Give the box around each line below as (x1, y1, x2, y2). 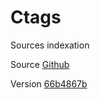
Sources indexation (10, 39, 90, 51)
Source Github (10, 58, 70, 70)
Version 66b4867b (10, 77, 88, 90)
